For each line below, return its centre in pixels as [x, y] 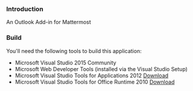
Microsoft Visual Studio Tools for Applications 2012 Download [92, 75]
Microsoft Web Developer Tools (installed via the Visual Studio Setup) [101, 69]
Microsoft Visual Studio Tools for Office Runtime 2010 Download [95, 82]
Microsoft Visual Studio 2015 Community [65, 63]
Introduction [25, 9]
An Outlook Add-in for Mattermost [49, 22]
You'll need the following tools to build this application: [74, 51]
